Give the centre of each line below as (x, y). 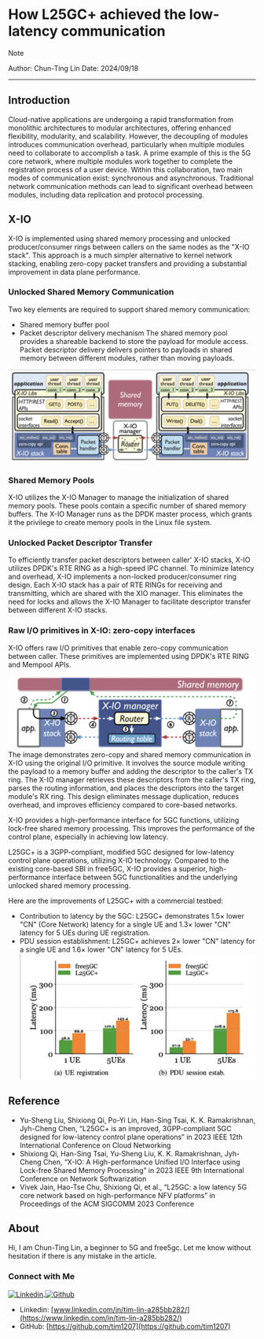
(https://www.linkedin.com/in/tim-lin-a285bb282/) (101, 1318)
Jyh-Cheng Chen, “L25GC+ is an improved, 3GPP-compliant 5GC (125, 1128)
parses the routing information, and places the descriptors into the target (126, 788)
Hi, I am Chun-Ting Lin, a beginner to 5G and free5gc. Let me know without (130, 1247)
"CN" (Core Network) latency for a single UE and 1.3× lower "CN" (125, 924)
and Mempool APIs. (40, 664)
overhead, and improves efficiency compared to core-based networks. (123, 805)
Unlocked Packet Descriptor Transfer (81, 543)
